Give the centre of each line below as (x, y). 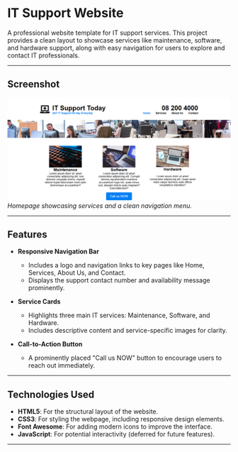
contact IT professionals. (44, 55)
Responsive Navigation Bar (58, 252)
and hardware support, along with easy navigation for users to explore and (116, 48)
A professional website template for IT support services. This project (107, 33)
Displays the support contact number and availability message (119, 280)
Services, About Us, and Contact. (77, 273)
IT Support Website (66, 13)
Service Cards (39, 302)
